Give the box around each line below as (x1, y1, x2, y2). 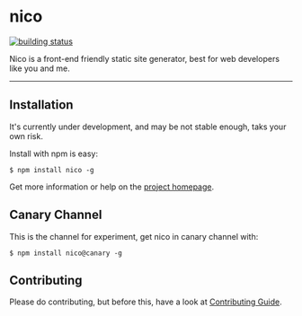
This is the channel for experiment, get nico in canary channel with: (9, 231, 259, 241)
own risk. (9, 130, 43, 141)
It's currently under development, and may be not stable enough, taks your (9, 121, 287, 132)
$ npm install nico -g (9, 165, 94, 174)
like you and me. (9, 63, 70, 74)
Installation (9, 97, 74, 113)
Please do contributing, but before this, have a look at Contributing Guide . (9, 296, 282, 307)
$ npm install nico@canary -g (9, 249, 123, 258)
